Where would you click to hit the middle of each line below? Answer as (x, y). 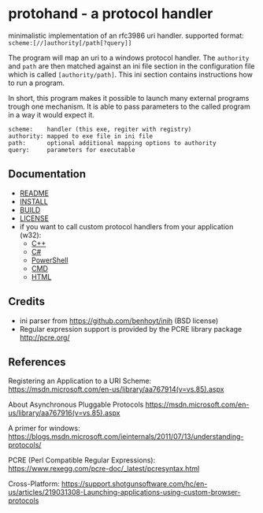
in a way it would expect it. (51, 114)
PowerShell (50, 260)
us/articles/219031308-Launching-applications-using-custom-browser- (124, 493)
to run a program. (37, 83)
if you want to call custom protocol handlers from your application (126, 226)
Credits (27, 301)
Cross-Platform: (34, 484)
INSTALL (34, 201)
